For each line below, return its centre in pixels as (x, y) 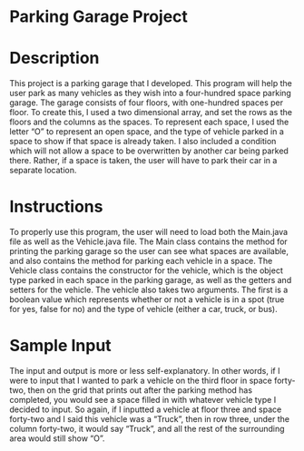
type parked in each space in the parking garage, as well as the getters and (151, 280)
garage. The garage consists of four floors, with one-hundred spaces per (147, 103)
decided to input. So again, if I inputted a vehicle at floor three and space (146, 409)
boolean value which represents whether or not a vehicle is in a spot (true (147, 299)
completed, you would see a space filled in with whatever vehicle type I (143, 400)
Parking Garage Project (99, 17)
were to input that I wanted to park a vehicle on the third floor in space (141, 380)
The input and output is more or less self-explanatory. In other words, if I (145, 371)
